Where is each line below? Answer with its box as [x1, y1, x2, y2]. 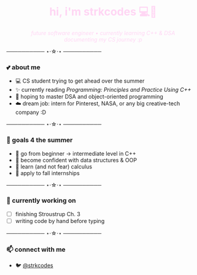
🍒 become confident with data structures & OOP [15, 156, 137, 164]
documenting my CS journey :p [64, 36, 142, 43]
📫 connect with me [6, 245, 66, 254]
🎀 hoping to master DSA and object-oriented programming [15, 93, 164, 100]
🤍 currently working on [6, 197, 76, 205]
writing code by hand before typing [15, 217, 105, 224]
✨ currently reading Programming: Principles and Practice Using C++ [15, 86, 191, 94]
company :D [15, 108, 47, 116]
